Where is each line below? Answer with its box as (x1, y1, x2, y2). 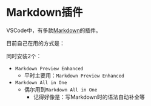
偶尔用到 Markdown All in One (24, 85, 98, 93)
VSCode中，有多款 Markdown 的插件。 (6, 27, 101, 34)
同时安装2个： (6, 52, 42, 59)
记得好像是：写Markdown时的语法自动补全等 (33, 93, 146, 101)
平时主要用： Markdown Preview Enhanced (24, 71, 124, 79)
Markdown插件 (6, 5, 83, 19)
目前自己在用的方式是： (6, 39, 65, 47)
